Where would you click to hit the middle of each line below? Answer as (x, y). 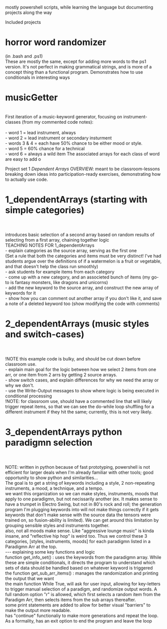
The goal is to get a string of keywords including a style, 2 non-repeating (80, 483)
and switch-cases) (45, 334)
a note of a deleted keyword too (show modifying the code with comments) (83, 304)
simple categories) (45, 210)
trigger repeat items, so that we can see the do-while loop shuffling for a (80, 406)
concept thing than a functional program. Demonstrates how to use (74, 72)
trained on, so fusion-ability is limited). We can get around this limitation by (82, 520)
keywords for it (21, 293)
